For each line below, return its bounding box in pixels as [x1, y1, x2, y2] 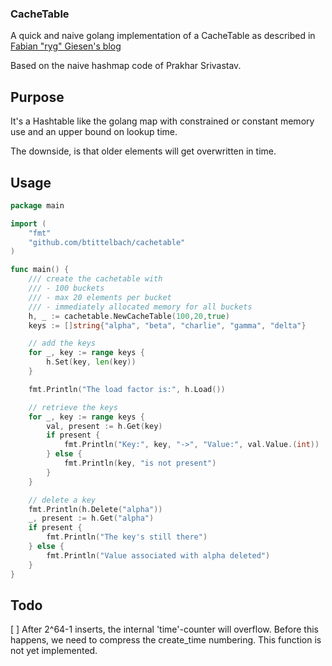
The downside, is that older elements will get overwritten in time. [10, 145, 277, 157]
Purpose [10, 88, 65, 106]
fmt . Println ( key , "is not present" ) [63, 458, 217, 469]
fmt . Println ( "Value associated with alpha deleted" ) [46, 550, 271, 561]
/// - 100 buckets [28, 283, 105, 294]
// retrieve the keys [28, 402, 118, 412]
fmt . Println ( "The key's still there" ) [46, 532, 208, 542]
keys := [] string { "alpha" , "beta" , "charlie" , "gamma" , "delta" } [28, 320, 307, 331]
